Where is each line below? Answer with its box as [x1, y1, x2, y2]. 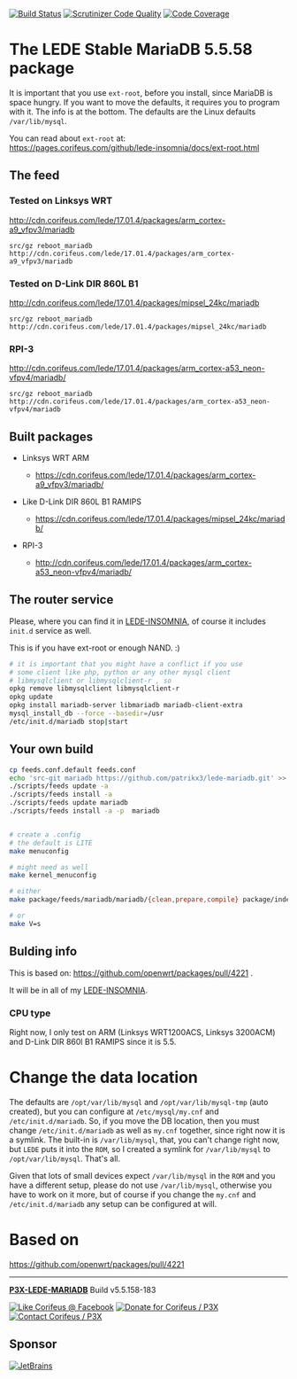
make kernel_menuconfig [9, 871, 97, 880]
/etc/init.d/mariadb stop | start [9, 717, 128, 726]
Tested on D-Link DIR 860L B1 [9, 277, 139, 290]
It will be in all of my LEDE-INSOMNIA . [9, 985, 148, 995]
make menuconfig [9, 846, 69, 855]
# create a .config [9, 830, 81, 839]
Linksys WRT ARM [21, 453, 90, 464]
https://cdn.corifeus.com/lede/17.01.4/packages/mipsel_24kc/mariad [34, 514, 286, 525]
